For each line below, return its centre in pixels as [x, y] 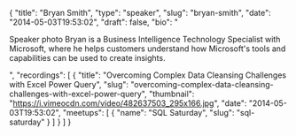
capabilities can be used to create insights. [87, 58]
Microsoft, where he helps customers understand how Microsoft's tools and [148, 49]
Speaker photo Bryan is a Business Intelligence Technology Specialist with [145, 39]
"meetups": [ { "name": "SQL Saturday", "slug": [148, 113]
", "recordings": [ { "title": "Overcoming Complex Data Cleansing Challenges [148, 75]
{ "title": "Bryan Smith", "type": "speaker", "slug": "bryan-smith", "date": [140, 13]
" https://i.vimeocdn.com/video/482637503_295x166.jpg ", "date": [128, 103]
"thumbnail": [172, 94]
